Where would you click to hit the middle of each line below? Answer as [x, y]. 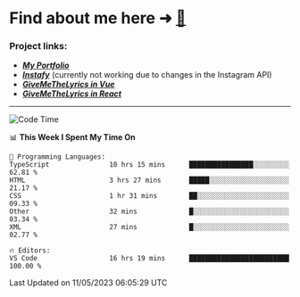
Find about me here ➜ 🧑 [98, 18]
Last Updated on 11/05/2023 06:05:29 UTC [88, 283]
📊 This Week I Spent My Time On [72, 137]
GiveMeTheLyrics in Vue [68, 85]
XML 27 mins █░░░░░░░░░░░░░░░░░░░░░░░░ [150, 227]
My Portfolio [46, 65]
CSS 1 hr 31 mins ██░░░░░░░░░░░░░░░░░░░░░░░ [150, 196]
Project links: [38, 46]
